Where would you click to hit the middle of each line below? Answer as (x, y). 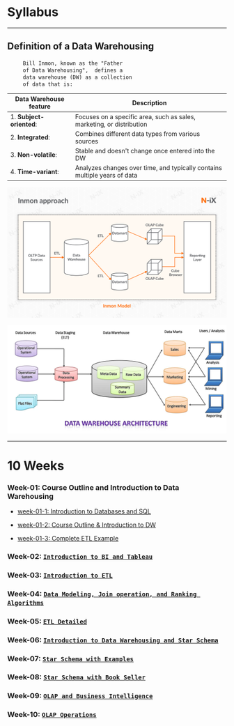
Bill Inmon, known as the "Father (73, 63)
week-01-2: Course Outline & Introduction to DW (87, 525)
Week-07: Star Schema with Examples (71, 658)
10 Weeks (36, 466)
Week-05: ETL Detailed (47, 621)
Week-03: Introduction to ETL (60, 575)
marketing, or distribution (111, 124)
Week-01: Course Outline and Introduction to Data (93, 487)
